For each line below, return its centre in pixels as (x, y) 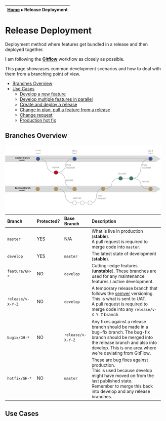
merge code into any (113, 309)
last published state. (112, 380)
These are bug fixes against (120, 360)
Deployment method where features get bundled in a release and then (77, 44)
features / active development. (123, 282)
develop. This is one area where (124, 348)
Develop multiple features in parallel (56, 99)
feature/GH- (20, 272)
